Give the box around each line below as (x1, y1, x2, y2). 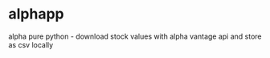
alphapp (8, 5, 64, 23)
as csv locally (8, 39, 54, 49)
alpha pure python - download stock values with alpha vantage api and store (8, 31, 263, 41)
